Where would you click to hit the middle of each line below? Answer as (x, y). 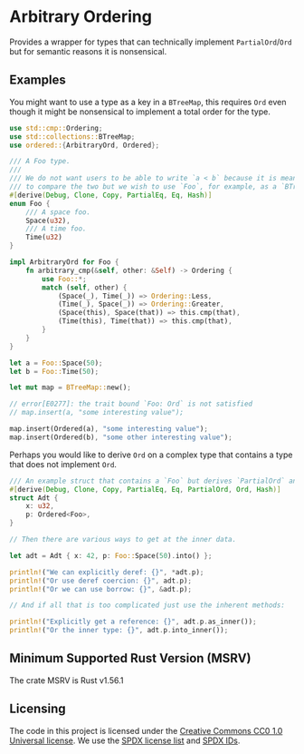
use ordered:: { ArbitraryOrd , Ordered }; (85, 145)
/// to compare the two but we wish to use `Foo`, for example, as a (143, 187)
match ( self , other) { (85, 288)
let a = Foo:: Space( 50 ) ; (56, 363)
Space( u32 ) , (48, 220)
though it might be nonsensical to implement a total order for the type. (140, 112)
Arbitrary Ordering (81, 17)
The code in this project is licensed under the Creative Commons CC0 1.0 (146, 730)
